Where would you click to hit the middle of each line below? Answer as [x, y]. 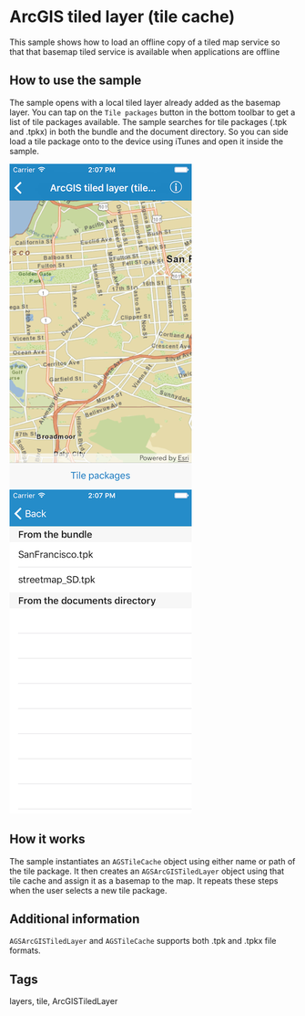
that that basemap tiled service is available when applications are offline [145, 51]
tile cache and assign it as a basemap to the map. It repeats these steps [144, 880]
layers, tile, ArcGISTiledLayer [64, 1001]
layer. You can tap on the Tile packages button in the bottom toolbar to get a [152, 112]
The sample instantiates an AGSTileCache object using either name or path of [152, 861]
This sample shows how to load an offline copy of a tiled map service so [145, 42]
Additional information [75, 919]
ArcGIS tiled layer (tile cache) [122, 17]
